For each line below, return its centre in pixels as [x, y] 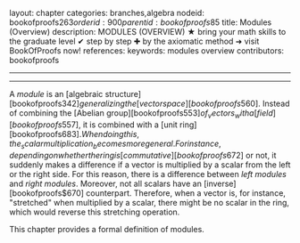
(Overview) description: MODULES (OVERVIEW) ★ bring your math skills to [148, 32]
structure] [123, 94]
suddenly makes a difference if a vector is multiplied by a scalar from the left [150, 165]
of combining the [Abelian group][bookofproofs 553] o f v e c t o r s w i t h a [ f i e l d [142, 114]
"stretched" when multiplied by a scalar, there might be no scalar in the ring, [150, 202]
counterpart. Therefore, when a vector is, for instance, [186, 193]
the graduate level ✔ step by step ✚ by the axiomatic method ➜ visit [134, 41]
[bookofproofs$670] [47, 193]
